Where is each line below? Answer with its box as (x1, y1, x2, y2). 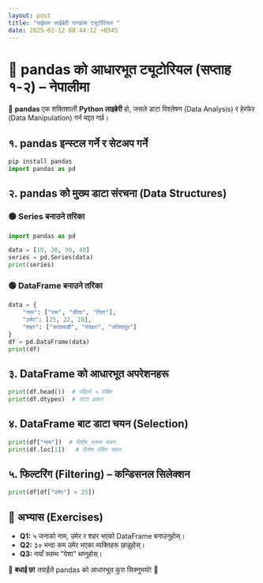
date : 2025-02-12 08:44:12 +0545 (8, 26, 118, 34)
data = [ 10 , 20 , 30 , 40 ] (8, 246, 90, 254)
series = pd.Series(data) (8, 254, 93, 262)
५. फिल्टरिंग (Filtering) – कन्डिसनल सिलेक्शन (8, 468, 190, 481)
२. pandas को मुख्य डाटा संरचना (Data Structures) (8, 187, 227, 200)
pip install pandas (8, 157, 73, 166)
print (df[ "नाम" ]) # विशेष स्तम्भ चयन (8, 438, 116, 446)
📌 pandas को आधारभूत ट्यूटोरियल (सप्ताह (8, 60, 231, 78)
